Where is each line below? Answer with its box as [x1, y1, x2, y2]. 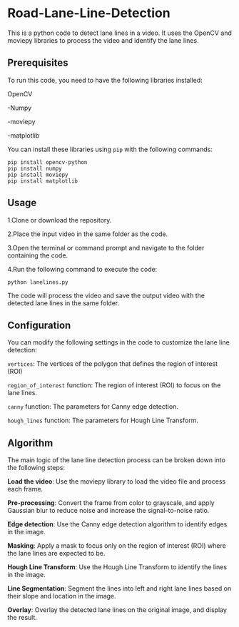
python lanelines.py [7, 278, 69, 286]
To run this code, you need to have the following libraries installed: [7, 76, 203, 84]
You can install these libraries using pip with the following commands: [7, 145, 213, 153]
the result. [7, 613, 38, 622]
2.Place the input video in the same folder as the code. [7, 230, 168, 238]
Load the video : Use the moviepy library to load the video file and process [7, 477, 226, 486]
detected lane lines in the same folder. [7, 298, 120, 307]
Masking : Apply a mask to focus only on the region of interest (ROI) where [7, 541, 226, 550]
